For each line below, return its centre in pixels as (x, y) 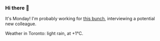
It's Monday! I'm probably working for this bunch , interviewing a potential (80, 19)
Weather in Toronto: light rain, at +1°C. (44, 34)
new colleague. (21, 24)
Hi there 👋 (17, 8)
